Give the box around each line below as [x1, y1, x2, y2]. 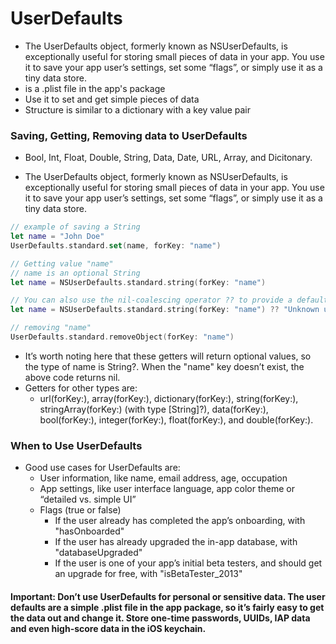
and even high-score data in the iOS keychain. [10, 622, 207, 634]
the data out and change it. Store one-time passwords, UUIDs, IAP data [10, 612, 311, 624]
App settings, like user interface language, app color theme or [39, 483, 295, 495]
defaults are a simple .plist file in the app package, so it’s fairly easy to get [10, 601, 325, 613]
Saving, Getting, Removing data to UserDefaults [10, 128, 248, 142]
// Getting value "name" [10, 258, 114, 269]
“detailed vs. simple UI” [39, 493, 137, 506]
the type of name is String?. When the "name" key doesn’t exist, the [24, 360, 305, 372]
